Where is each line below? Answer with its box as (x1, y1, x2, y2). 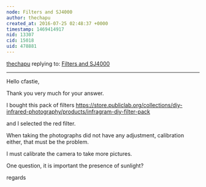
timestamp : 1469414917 (6, 26, 64, 32)
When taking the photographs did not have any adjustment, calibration (6, 131, 185, 139)
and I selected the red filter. (6, 120, 76, 127)
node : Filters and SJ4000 (6, 9, 72, 15)
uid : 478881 (6, 44, 37, 50)
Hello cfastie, (6, 77, 40, 85)
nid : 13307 (6, 32, 34, 38)
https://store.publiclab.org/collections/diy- (75, 101, 183, 109)
